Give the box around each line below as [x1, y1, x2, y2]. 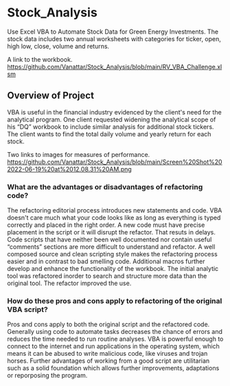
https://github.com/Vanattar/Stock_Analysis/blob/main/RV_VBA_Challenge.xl [7, 62, 222, 71]
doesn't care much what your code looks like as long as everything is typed [7, 214, 221, 222]
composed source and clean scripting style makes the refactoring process [7, 250, 218, 258]
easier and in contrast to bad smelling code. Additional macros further [7, 257, 205, 265]
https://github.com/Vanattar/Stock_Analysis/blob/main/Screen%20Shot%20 [7, 158, 222, 166]
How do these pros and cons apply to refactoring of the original [7, 296, 222, 306]
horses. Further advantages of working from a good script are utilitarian [7, 357, 210, 365]
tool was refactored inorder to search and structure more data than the [7, 272, 207, 280]
